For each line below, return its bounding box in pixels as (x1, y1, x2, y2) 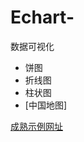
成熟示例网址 (10, 120, 63, 132)
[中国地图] (24, 99, 68, 111)
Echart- (10, 6, 75, 29)
